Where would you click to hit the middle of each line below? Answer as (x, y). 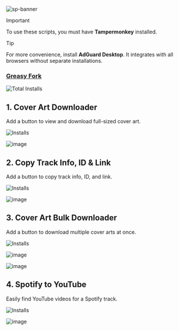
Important (18, 20)
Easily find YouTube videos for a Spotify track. (62, 299)
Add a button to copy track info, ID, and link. (59, 177)
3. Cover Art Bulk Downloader (62, 218)
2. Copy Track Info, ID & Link (59, 162)
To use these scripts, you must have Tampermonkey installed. (82, 32)
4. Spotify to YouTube (46, 285)
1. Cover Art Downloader (52, 107)
